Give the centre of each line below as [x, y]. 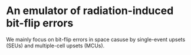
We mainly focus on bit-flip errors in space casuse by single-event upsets [96, 39]
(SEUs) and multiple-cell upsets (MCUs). [55, 46]
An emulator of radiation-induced [90, 11]
